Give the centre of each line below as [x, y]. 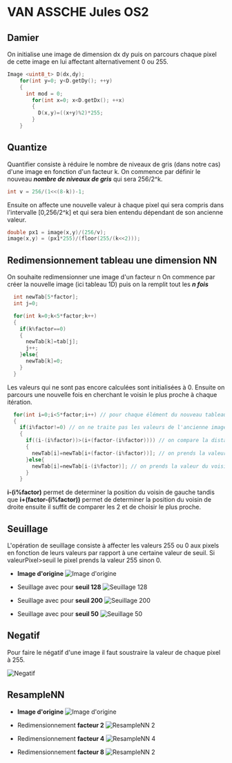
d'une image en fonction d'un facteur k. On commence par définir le [104, 171]
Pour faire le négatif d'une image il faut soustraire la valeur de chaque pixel [114, 652]
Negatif [23, 636]
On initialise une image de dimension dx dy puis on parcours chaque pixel [112, 54]
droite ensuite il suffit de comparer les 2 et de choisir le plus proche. [104, 507]
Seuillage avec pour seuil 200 [60, 601]
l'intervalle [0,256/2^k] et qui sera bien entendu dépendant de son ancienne [115, 212]
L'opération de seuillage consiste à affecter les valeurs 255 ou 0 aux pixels [113, 545]
